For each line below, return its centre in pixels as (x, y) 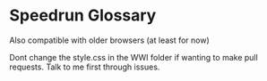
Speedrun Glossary (83, 16)
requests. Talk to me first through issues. (85, 67)
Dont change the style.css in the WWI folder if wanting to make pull (133, 57)
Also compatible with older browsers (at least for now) (110, 40)
